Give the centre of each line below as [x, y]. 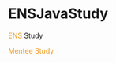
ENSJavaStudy [58, 14]
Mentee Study [31, 50]
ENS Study [26, 35]
